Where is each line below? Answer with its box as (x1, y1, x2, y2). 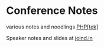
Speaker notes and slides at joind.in (6, 34, 93, 41)
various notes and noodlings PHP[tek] (6, 23, 99, 30)
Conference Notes (6, 4, 99, 17)
